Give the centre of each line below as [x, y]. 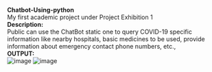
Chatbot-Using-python [40, 10]
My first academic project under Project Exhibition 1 [80, 17]
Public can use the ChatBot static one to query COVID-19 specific [99, 32]
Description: [25, 24]
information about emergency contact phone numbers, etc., [92, 46]
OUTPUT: [21, 53]
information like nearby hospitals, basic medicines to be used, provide [106, 39]
